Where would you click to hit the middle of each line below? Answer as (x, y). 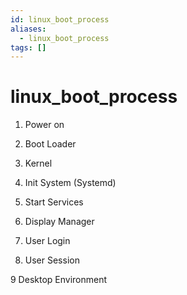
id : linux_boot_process (60, 19)
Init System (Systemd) (70, 183)
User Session (52, 260)
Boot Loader (50, 144)
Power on (44, 125)
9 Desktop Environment (59, 280)
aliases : (28, 29)
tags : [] (28, 47)
